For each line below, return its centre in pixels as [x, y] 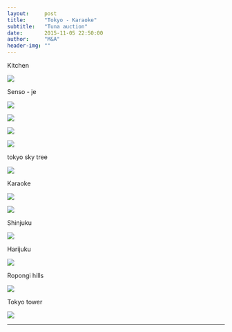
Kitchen [18, 65]
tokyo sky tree [28, 157]
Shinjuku [20, 223]
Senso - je [22, 92]
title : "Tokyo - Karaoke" [52, 20]
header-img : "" [29, 46]
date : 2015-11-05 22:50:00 [55, 33]
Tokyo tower [25, 302]
